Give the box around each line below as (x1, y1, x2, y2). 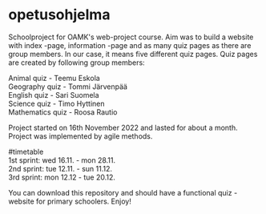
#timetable (8, 147, 44, 156)
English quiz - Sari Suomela (8, 90, 99, 99)
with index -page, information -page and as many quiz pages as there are (8, 40, 252, 50)
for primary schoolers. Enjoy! (35, 196, 132, 206)
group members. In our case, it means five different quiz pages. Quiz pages (8, 49, 258, 59)
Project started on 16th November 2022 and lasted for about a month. (8, 123, 238, 132)
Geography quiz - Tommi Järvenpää (8, 82, 128, 91)
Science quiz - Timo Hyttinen (8, 99, 106, 108)
